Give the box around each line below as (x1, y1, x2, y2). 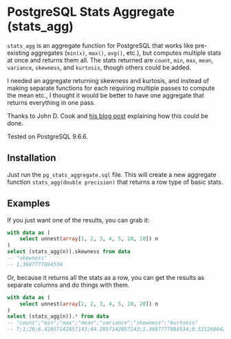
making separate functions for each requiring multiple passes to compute (7, 84, 215, 92)
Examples (7, 198, 50, 209)
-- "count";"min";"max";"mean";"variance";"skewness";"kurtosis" (7, 320, 198, 327)
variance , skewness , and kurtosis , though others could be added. (7, 63, 191, 71)
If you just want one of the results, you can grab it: (7, 215, 150, 224)
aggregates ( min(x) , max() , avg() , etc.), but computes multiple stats (30, 49, 221, 57)
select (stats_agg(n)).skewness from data (7, 248, 131, 255)
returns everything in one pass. (7, 98, 96, 106)
